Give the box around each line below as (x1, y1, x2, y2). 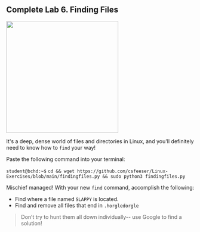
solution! (20, 219, 42, 227)
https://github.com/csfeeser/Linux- (77, 168, 168, 174)
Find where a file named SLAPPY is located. (14, 195, 119, 202)
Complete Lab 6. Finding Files (6, 5, 118, 15)
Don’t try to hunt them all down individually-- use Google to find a (20, 213, 182, 220)
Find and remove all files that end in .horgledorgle (14, 202, 139, 209)
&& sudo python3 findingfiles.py (102, 173, 186, 180)
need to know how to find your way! (6, 144, 96, 151)
